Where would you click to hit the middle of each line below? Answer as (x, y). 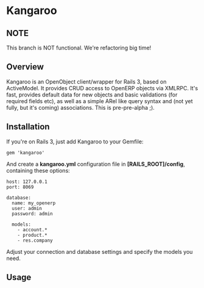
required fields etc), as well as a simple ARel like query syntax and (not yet (100, 101)
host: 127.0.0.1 (27, 182)
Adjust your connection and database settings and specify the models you (100, 251)
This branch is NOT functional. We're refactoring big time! (79, 48)
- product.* (32, 235)
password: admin (32, 214)
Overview (25, 67)
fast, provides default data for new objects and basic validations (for (92, 95)
